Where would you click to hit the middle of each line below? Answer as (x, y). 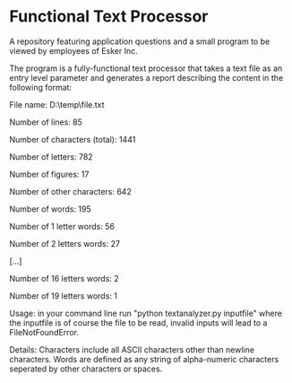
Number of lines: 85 (46, 122)
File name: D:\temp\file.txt (57, 104)
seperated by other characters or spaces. (86, 369)
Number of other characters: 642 (70, 191)
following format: (41, 87)
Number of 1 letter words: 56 (62, 226)
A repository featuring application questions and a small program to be (140, 41)
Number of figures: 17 (49, 174)
